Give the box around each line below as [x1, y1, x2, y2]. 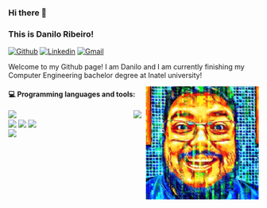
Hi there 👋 [8, 7, 48, 18]
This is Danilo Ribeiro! [8, 28, 94, 39]
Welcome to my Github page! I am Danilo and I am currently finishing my [8, 62, 245, 72]
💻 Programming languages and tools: [8, 89, 136, 99]
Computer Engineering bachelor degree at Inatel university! [8, 71, 203, 80]
